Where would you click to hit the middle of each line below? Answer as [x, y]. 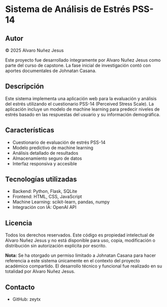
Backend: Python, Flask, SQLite [45, 191]
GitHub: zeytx [26, 299]
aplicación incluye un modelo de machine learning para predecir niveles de [82, 109]
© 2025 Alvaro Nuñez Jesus [34, 50]
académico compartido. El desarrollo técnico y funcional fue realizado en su [84, 266]
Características [30, 130]
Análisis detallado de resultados [45, 153]
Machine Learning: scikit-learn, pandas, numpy [61, 202]
